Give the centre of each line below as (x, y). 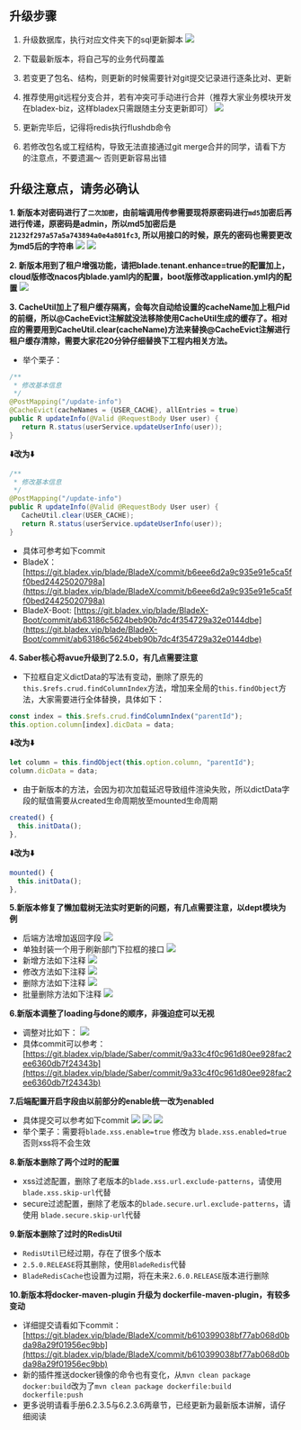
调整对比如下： (50, 1033)
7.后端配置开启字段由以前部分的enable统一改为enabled (112, 1101)
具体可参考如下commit (64, 550)
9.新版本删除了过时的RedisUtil (66, 1234)
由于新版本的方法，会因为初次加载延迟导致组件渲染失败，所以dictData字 (156, 790)
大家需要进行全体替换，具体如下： (101, 699)
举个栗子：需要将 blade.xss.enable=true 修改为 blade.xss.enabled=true (155, 1132)
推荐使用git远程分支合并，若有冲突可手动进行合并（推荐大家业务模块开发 (157, 96)
